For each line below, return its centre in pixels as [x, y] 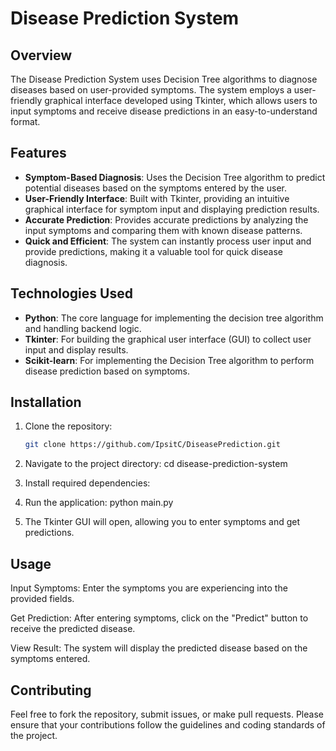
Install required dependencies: [87, 483]
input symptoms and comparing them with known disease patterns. [163, 230]
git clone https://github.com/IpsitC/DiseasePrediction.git [152, 445]
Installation [46, 402]
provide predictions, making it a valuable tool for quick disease [154, 251]
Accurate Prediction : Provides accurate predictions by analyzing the [166, 219]
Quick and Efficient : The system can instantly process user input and [168, 241]
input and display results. [76, 349]
